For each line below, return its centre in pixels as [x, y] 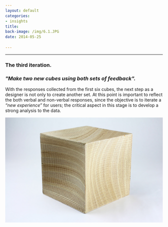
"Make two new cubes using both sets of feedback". [70, 78]
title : [12, 26]
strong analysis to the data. [33, 110]
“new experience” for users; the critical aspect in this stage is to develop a [82, 105]
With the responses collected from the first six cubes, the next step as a [79, 89]
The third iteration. [28, 65]
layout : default [22, 10]
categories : [17, 16]
